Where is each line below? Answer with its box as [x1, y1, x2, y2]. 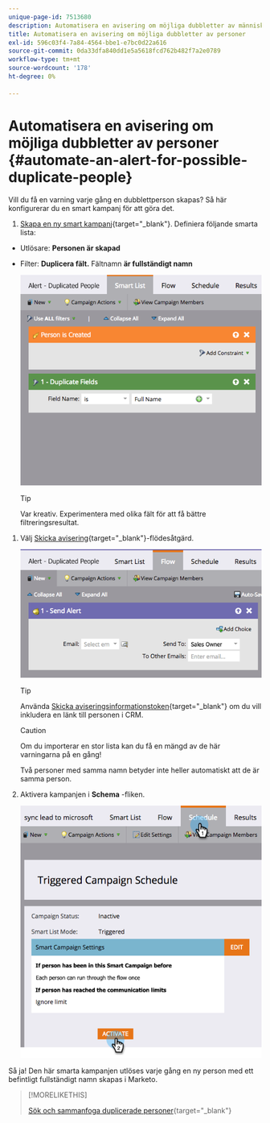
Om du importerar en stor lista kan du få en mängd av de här [19, 741, 221, 751]
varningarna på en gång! [19, 749, 102, 759]
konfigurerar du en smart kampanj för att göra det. [8, 203, 175, 213]
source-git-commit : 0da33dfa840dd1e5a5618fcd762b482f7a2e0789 [8, 47, 221, 56]
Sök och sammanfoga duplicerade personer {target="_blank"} [27, 1105, 232, 1115]
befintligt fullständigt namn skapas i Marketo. [8, 1074, 158, 1084]
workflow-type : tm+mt [8, 56, 81, 64]
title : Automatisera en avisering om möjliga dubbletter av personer [8, 30, 247, 38]
